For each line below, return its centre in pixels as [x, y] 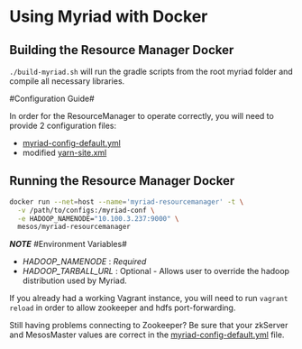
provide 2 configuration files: [63, 125]
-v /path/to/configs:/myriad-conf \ [86, 210]
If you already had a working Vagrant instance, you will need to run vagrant [149, 298]
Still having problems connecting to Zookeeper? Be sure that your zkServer [149, 326]
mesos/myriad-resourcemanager [74, 227]
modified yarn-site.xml [64, 152]
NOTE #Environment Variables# [69, 244]
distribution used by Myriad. [75, 280]
